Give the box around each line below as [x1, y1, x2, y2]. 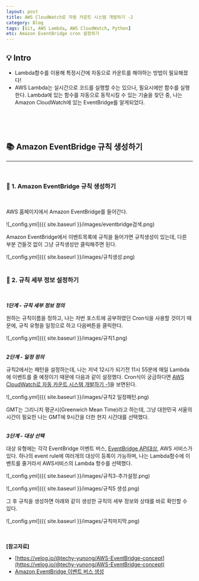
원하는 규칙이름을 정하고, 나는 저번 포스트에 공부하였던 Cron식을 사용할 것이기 [6, 315, 185, 322]
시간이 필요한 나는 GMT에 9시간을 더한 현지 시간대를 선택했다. [6, 413, 149, 421]
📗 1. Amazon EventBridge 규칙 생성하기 [6, 182, 117, 190]
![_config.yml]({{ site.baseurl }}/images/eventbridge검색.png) [6, 221, 155, 228]
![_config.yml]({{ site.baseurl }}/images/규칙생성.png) [6, 253, 135, 261]
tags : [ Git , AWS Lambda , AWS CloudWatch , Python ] [6, 25, 131, 31]
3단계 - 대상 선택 [6, 432, 44, 439]
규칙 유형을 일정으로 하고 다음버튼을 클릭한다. [18, 322, 123, 329]
